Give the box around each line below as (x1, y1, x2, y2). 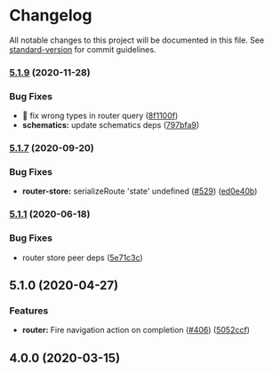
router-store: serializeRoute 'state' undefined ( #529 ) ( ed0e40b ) (21, 186, 258, 196)
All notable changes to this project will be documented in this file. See (9, 35, 265, 45)
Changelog (9, 5, 92, 26)
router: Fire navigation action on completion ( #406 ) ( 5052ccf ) (21, 325, 251, 336)
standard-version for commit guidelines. (9, 44, 157, 54)
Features (9, 304, 49, 316)
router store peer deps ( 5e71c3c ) (21, 252, 144, 263)
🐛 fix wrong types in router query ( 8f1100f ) (21, 110, 179, 121)
